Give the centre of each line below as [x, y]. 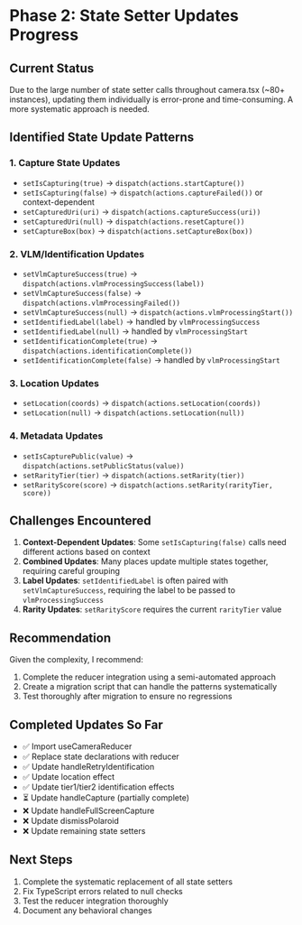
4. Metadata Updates [56, 436]
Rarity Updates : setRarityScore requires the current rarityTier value [152, 609]
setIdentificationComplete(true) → [90, 340]
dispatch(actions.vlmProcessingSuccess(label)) [113, 284]
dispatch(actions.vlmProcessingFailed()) [101, 303]
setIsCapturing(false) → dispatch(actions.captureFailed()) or [142, 192]
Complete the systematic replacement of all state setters [127, 882]
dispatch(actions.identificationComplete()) [107, 351]
